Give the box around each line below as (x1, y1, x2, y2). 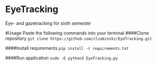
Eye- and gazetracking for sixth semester (5, 20, 92, 26)
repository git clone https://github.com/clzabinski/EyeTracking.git (5, 35, 152, 41)
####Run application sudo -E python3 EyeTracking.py (5, 54, 118, 61)
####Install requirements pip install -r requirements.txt (5, 45, 129, 51)
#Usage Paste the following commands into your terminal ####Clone (5, 30, 149, 36)
